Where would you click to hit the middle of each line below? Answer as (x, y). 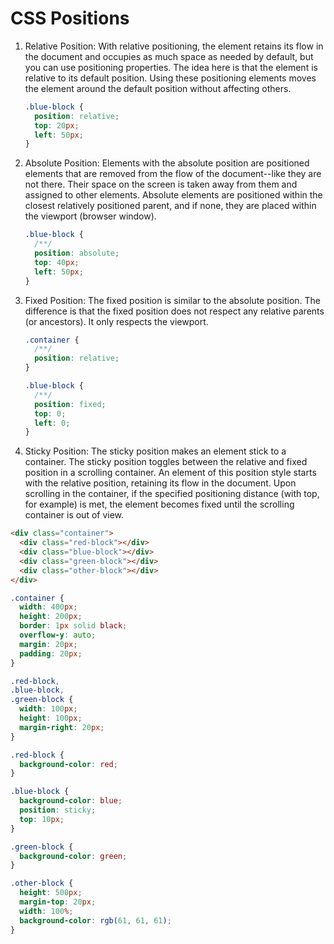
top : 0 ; (50, 413)
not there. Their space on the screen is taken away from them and (161, 184)
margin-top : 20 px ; (58, 902)
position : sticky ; (58, 810)
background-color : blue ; (71, 801)
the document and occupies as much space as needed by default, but (169, 56)
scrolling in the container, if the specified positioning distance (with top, (172, 494)
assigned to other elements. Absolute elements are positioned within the (173, 195)
